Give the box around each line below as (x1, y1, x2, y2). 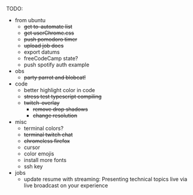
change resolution (32, 112, 78, 119)
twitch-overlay (23, 99, 60, 106)
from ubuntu (14, 17, 46, 23)
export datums (23, 48, 60, 56)
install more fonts (23, 157, 67, 163)
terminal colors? (23, 125, 64, 132)
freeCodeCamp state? (23, 55, 79, 62)
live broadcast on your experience (23, 182, 109, 189)
